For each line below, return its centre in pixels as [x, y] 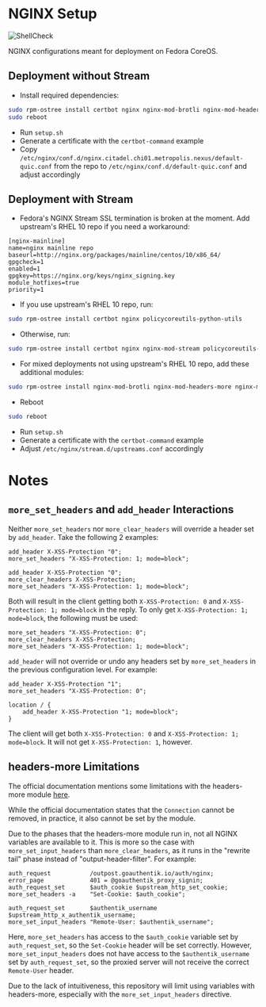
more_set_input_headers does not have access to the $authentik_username [129, 953]
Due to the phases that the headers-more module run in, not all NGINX [123, 833]
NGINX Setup [53, 14]
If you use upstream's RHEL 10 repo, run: [86, 304]
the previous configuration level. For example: [83, 669]
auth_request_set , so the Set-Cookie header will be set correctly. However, [130, 945]
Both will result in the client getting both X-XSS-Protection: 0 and [115, 601]
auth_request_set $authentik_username [83, 908]
